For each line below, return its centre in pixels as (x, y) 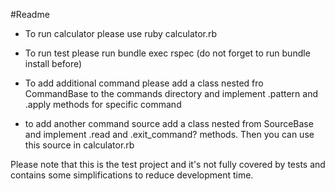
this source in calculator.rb (79, 145)
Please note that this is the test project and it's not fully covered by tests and (168, 164)
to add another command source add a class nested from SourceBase (169, 123)
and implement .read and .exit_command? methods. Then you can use (169, 134)
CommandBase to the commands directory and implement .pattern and (171, 93)
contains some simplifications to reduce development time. (132, 175)
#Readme (30, 14)
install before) (53, 63)
